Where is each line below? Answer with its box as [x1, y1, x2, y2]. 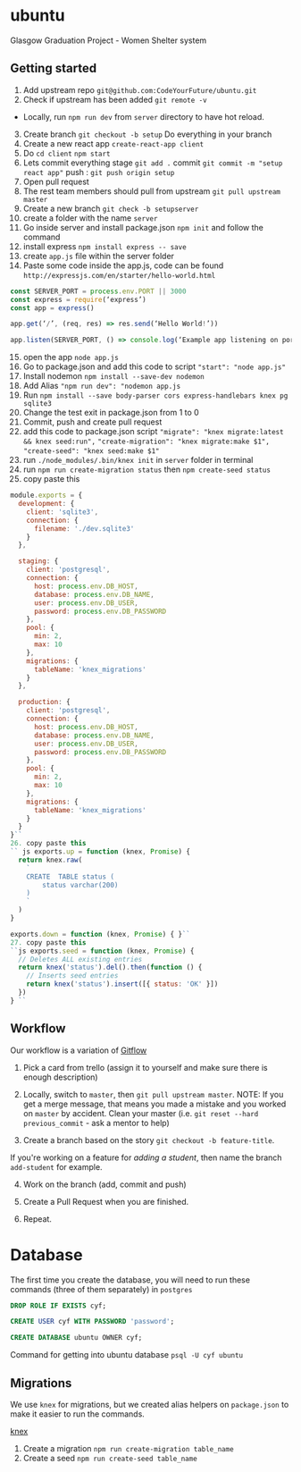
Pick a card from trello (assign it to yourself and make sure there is [22, 1062, 268, 1072]
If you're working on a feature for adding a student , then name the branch [10, 1152, 282, 1163]
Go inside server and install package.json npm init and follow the [22, 222, 264, 232]
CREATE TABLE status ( [26, 872, 115, 881]
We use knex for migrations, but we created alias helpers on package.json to [10, 1399, 289, 1409]
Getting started [10, 61, 97, 76]
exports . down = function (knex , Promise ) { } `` [10, 929, 191, 938]
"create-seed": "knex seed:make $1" [22, 447, 160, 456]
